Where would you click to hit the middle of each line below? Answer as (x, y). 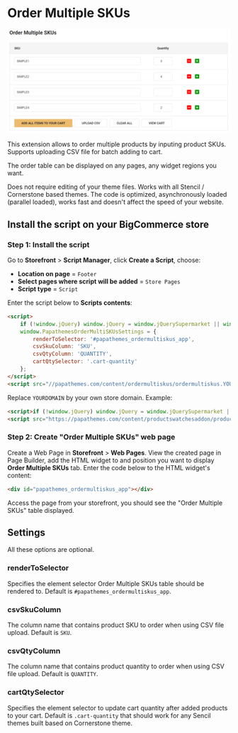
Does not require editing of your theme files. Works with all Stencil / (106, 187)
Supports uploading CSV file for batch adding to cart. (85, 152)
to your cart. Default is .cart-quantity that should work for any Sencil (109, 715)
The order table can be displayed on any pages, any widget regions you (112, 165)
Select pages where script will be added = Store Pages (99, 281)
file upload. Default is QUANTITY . (53, 674)
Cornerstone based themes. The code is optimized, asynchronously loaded (117, 195)
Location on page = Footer (57, 273)
